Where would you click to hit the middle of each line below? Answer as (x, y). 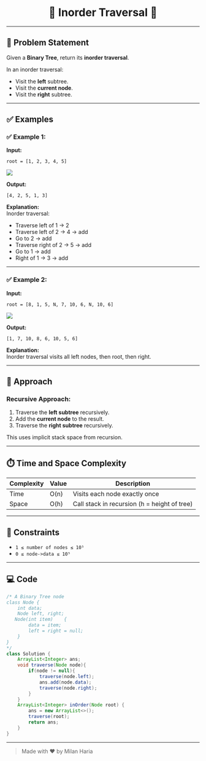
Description (133, 483)
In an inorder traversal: (35, 69)
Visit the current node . (44, 88)
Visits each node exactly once (116, 494)
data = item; (45, 625)
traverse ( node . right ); (68, 688)
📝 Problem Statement (48, 43)
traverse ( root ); (49, 717)
